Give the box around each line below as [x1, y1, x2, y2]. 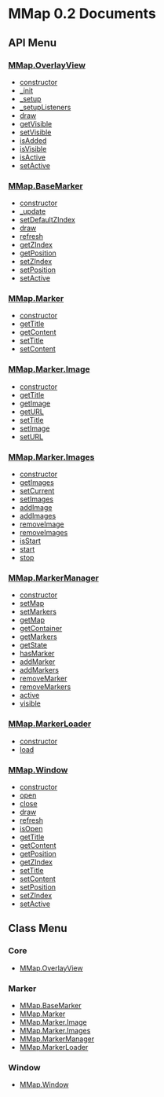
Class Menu [8, 922, 68, 935]
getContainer [19, 624, 63, 633]
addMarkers [19, 666, 59, 675]
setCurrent [19, 486, 55, 496]
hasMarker [19, 649, 55, 659]
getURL [19, 406, 45, 416]
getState [19, 640, 48, 650]
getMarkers [19, 632, 57, 641]
